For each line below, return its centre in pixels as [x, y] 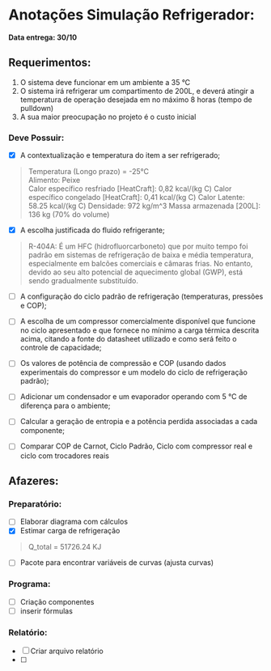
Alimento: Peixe [54, 180]
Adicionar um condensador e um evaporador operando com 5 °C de [133, 397]
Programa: [30, 584]
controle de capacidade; [61, 348]
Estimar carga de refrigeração [70, 531]
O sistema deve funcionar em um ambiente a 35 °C [105, 82]
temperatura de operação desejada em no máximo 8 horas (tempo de [136, 100]
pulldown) [37, 108]
